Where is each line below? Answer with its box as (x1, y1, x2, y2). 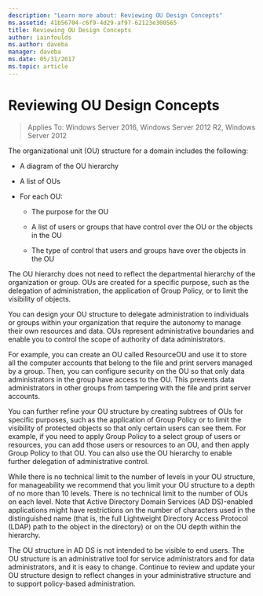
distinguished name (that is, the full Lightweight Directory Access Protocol (8, 514, 249, 523)
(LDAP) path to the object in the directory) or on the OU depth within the (8, 521, 242, 531)
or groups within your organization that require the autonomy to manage (8, 317, 242, 327)
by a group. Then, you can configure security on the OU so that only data (8, 366, 245, 375)
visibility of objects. (8, 294, 71, 303)
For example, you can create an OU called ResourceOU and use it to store (8, 349, 247, 359)
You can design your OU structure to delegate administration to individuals (8, 309, 250, 319)
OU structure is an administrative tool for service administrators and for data (8, 554, 255, 563)
